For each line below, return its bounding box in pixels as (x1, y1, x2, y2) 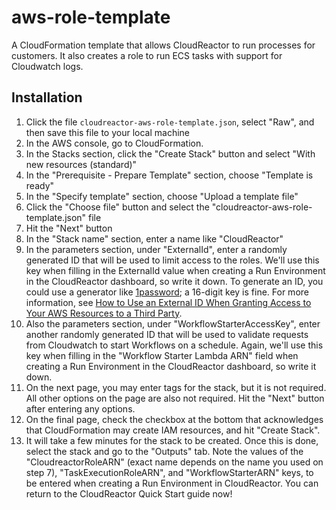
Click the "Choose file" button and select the (25, 201, 210, 213)
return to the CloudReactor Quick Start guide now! (25, 487, 233, 500)
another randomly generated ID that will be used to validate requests (25, 328, 309, 340)
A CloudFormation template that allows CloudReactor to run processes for (11, 39, 316, 51)
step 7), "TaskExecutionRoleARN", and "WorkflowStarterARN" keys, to (25, 466, 314, 478)
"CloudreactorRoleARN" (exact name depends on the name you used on (25, 456, 324, 468)
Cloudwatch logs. (11, 60, 84, 72)
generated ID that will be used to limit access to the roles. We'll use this (25, 254, 320, 266)
